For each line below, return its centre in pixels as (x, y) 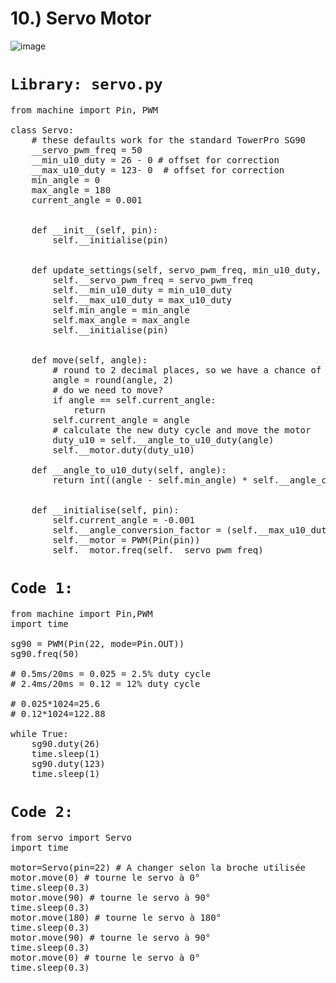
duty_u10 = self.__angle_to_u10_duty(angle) (163, 440)
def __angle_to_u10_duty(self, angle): (129, 470)
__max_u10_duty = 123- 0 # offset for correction (158, 170)
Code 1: (42, 588)
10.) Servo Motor (81, 18)
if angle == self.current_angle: (134, 400)
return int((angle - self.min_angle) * (150, 480)
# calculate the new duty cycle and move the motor (182, 430)
